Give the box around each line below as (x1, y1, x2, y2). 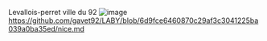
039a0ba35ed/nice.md (8, 24, 84, 33)
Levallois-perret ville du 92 (8, 8, 97, 17)
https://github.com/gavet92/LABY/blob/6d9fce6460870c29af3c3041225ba (8, 16, 259, 25)
